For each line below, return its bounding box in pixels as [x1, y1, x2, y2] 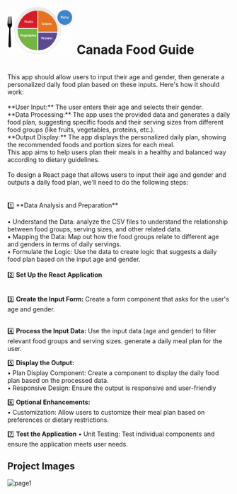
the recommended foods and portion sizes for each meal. [7, 140, 175, 149]
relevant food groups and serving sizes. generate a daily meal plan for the [7, 336, 223, 345]
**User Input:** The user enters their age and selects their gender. [7, 103, 204, 111]
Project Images [7, 460, 76, 472]
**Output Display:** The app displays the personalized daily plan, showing [7, 132, 226, 141]
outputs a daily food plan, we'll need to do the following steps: [7, 178, 189, 186]
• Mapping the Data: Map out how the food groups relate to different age [7, 232, 219, 241]
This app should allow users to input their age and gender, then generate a [7, 72, 225, 81]
